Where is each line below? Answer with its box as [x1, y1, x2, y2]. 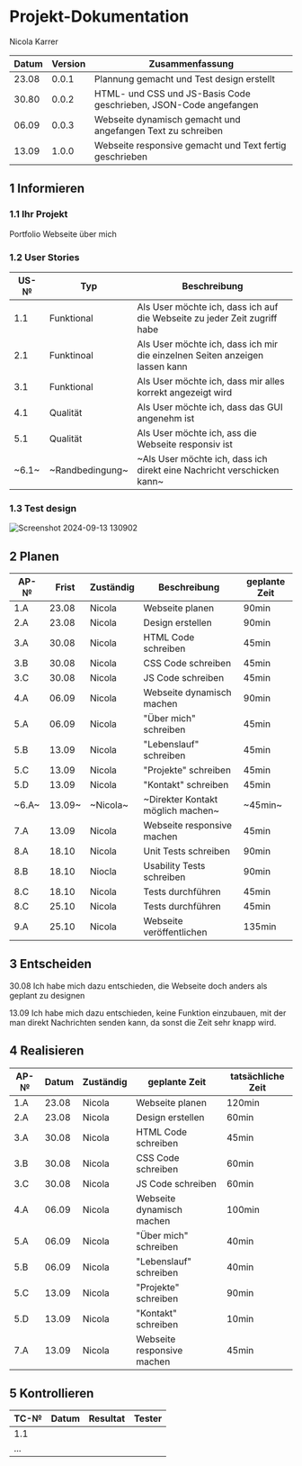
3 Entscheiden [9, 956, 93, 972]
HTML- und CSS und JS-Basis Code [93, 87, 251, 100]
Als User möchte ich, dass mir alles [137, 375, 285, 387]
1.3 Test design [9, 502, 77, 514]
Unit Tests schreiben [143, 845, 231, 857]
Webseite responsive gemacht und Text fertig [93, 139, 287, 151]
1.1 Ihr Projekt [9, 208, 68, 221]
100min [226, 1203, 261, 1216]
